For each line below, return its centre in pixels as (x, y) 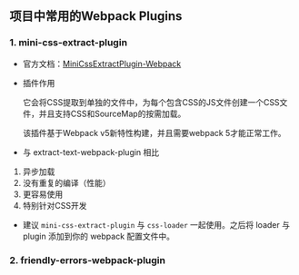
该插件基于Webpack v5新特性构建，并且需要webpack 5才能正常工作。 (154, 133)
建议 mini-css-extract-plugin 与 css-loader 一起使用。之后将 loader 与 (156, 224)
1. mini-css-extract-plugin (69, 43)
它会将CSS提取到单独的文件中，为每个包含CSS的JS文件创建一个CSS (151, 102)
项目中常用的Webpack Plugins (96, 16)
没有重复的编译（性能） (66, 182)
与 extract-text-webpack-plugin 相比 (91, 152)
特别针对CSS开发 (55, 205)
